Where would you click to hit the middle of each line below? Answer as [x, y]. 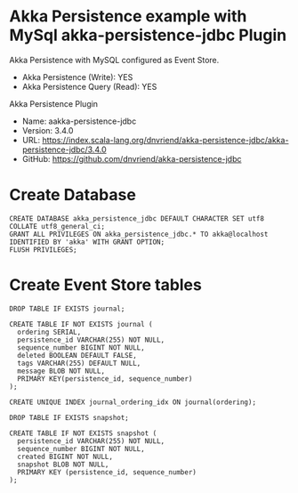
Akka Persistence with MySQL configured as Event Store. [114, 60]
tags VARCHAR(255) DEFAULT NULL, [79, 363]
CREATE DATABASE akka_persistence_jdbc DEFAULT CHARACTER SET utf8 [137, 218]
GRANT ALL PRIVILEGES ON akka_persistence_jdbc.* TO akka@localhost [139, 234]
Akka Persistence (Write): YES [77, 77]
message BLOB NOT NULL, [61, 371]
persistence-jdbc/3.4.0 [64, 150]
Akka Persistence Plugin [54, 103]
